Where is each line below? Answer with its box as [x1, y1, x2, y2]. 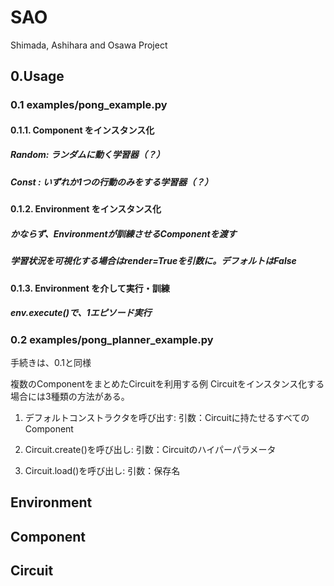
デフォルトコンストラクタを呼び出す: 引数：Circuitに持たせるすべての [24, 411, 310, 423]
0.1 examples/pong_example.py [10, 98, 168, 112]
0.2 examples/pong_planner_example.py [10, 332, 214, 346]
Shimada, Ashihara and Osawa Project [10, 39, 168, 51]
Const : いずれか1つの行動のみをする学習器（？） [10, 176, 213, 188]
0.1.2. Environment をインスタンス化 [10, 203, 162, 215]
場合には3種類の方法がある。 [10, 390, 130, 402]
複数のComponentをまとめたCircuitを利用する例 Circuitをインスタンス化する [10, 377, 325, 390]
